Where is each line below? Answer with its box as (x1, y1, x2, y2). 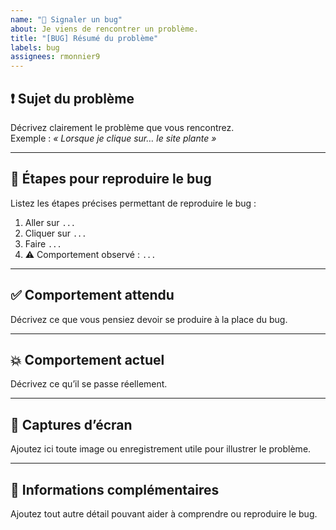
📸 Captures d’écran (10, 416, 133, 433)
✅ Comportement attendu (10, 287, 175, 304)
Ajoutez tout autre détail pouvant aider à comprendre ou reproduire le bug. (10, 508, 318, 520)
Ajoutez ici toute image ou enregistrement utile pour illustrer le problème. (10, 443, 312, 455)
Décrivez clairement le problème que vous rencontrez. (10, 121, 235, 133)
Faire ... (24, 237, 62, 250)
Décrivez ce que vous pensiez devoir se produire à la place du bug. (10, 313, 288, 325)
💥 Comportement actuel (10, 351, 165, 368)
